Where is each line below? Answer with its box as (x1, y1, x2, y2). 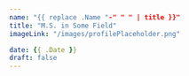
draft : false (9, 54, 58, 63)
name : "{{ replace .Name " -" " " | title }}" (9, 12, 180, 22)
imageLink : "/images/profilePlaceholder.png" (9, 29, 180, 38)
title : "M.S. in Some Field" (9, 21, 117, 30)
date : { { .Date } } (9, 45, 77, 54)
